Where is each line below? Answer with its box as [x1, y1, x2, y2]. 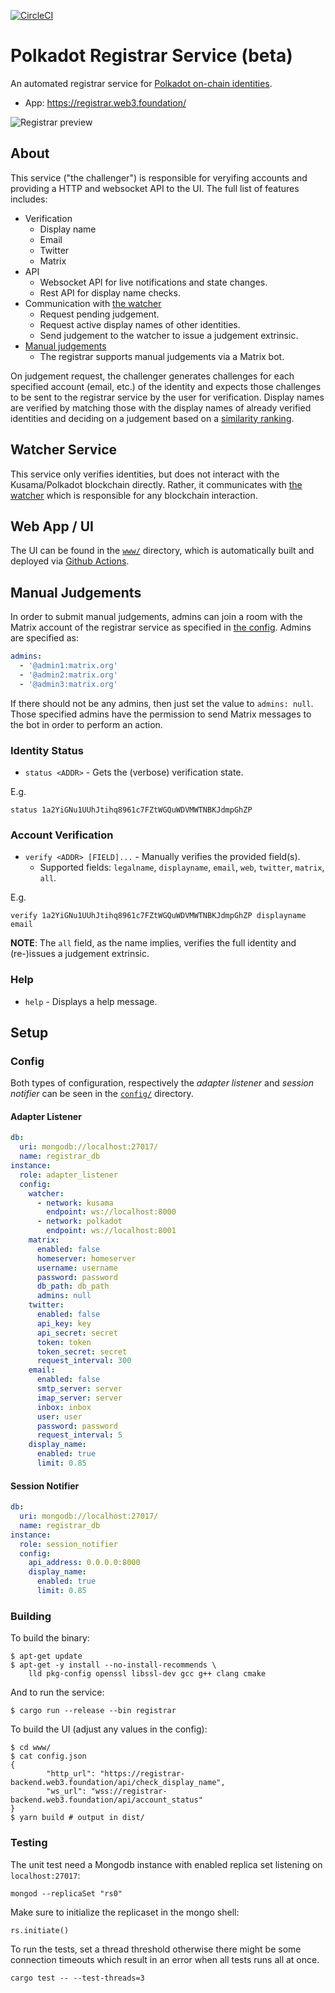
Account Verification [10, 828, 114, 842]
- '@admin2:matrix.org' [19, 670, 118, 680]
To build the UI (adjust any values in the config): [10, 1723, 208, 1735]
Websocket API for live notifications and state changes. [39, 276, 268, 288]
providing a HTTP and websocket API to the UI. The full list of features [10, 182, 300, 194]
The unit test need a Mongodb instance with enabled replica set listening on [10, 1858, 323, 1870]
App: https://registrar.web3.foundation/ [24, 96, 187, 109]
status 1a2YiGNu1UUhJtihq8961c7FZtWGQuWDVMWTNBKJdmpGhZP [10, 805, 253, 815]
